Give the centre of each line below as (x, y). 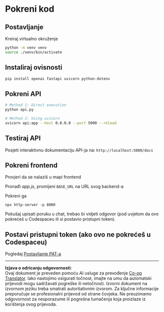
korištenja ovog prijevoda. (31, 304)
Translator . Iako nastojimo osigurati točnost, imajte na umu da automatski (78, 278)
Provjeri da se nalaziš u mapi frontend (43, 177)
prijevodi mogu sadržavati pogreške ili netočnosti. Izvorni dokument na (76, 284)
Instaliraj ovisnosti (34, 68)
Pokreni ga (16, 196)
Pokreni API (23, 94)
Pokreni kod (30, 9)
